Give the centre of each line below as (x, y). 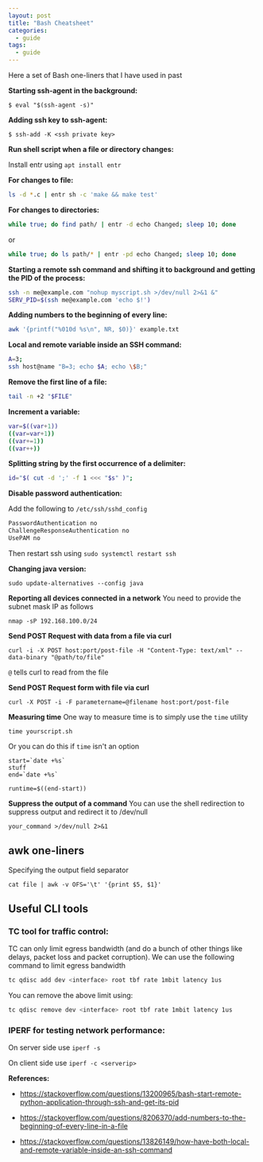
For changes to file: (41, 180)
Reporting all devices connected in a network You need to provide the (125, 598)
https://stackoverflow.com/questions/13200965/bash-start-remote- (131, 1094)
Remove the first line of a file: (58, 382)
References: (29, 1078)
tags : (17, 45)
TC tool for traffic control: (58, 931)
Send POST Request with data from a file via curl (90, 635)
